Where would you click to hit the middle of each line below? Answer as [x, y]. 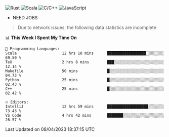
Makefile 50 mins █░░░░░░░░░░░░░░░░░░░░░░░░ [85, 71]
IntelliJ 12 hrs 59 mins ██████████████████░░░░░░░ [85, 107]
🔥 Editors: [17, 102]
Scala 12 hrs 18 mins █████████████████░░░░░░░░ [85, 53]
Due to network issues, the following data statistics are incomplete [87, 27]
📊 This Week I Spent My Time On [41, 38]
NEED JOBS [25, 18]
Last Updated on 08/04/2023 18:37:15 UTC [50, 129]
